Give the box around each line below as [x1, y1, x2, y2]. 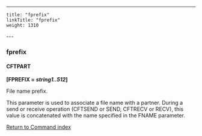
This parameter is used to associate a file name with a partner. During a [6, 99, 183, 107]
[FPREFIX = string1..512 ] [6, 76, 68, 83]
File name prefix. [6, 87, 48, 95]
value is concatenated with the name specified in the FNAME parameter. [6, 112, 185, 119]
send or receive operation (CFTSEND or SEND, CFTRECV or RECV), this [6, 105, 184, 113]
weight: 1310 [6, 22, 39, 28]
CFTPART [6, 62, 31, 69]
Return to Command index [6, 123, 71, 131]
